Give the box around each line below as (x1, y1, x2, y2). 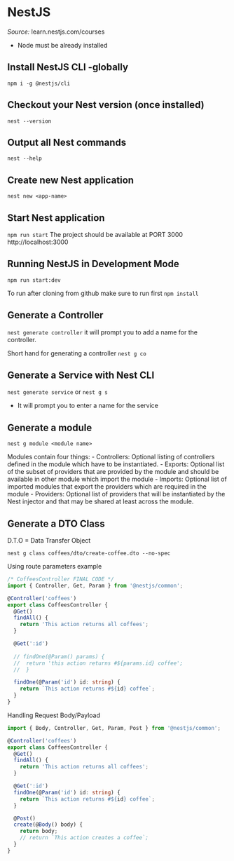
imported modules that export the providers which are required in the (7, 482, 207, 491)
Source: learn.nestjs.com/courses (7, 27, 105, 36)
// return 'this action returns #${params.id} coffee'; (13, 660, 184, 667)
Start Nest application (7, 212, 105, 224)
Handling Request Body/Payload (7, 711, 100, 719)
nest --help (7, 155, 42, 162)
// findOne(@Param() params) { (13, 653, 105, 660)
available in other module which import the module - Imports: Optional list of (7, 475, 228, 484)
